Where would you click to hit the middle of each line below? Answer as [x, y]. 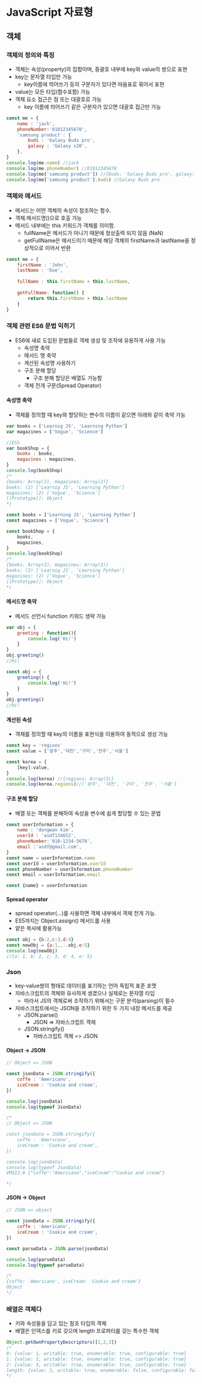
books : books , [36, 454]
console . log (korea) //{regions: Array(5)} [60, 779]
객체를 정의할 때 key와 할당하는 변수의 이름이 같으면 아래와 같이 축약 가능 [100, 415]
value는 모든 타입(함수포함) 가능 [52, 91]
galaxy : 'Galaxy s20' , [57, 146]
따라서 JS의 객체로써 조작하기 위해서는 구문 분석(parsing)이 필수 [99, 1001]
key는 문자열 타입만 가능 [43, 76]
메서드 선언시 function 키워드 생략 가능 [60, 616]
